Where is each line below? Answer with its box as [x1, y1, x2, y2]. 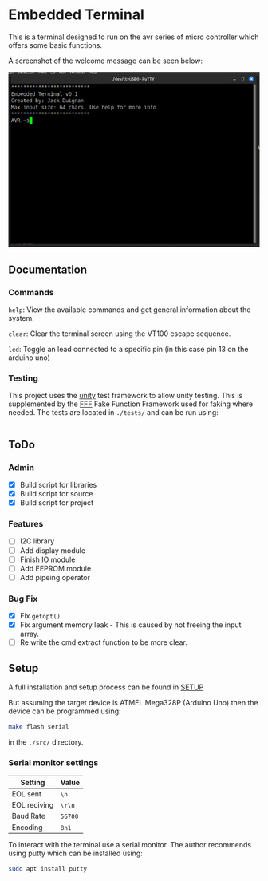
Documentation [8, 263, 88, 276]
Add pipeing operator [19, 572, 90, 582]
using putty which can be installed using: [8, 848, 144, 859]
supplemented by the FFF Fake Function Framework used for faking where [8, 399, 254, 409]
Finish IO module [19, 555, 76, 564]
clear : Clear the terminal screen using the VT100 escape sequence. [8, 329, 231, 338]
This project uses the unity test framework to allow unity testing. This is [8, 391, 243, 401]
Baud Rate [11, 812, 46, 821]
